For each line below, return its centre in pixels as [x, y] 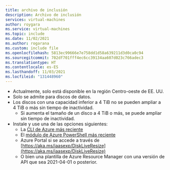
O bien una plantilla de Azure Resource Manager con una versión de [92, 156]
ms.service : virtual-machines [38, 29]
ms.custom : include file [32, 48]
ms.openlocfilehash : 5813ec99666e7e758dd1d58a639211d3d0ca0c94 [74, 53]
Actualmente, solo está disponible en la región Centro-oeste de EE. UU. [88, 91]
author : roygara [23, 24]
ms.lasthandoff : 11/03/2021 [35, 72]
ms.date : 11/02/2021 [27, 39]
